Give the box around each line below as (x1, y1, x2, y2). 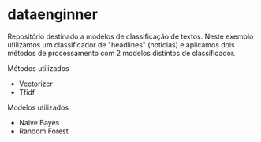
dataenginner (7, 6, 98, 24)
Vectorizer (18, 79, 53, 88)
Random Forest (18, 126, 69, 136)
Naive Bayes (18, 118, 60, 127)
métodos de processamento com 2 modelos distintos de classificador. (7, 48, 236, 58)
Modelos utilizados (7, 103, 69, 112)
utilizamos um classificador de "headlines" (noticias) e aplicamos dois (7, 39, 235, 49)
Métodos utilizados (7, 63, 69, 73)
